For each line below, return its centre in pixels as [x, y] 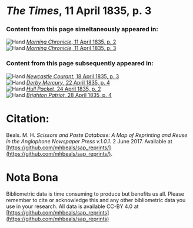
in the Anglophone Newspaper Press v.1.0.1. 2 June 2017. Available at [89, 141]
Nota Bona [32, 177]
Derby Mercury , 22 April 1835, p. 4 [68, 82]
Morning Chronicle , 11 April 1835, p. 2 [71, 42]
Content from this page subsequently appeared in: [80, 63]
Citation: [28, 118]
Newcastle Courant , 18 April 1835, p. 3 [73, 76]
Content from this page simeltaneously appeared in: [82, 29]
